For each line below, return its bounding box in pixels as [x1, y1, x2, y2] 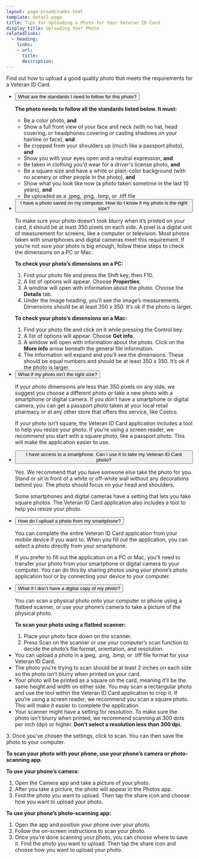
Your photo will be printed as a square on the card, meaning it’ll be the [14, 677, 187, 684]
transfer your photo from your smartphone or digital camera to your [14, 560, 179, 567]
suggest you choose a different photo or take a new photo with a [14, 389, 173, 396]
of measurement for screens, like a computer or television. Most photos [14, 229, 190, 237]
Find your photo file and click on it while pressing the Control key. [23, 326, 184, 333]
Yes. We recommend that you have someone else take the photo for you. [14, 469, 192, 476]
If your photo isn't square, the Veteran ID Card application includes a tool [14, 419, 192, 427]
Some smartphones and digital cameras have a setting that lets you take [14, 492, 191, 499]
